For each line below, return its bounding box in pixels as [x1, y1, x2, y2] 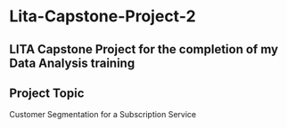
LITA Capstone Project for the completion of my [9, 42, 279, 57]
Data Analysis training [9, 55, 135, 70]
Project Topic [9, 85, 85, 100]
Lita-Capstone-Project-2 [9, 6, 196, 27]
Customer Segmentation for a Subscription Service [9, 109, 197, 120]
